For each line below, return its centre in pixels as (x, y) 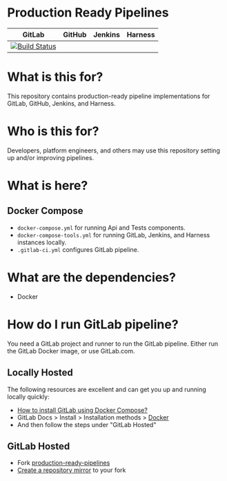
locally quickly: (28, 396)
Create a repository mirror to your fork (71, 470)
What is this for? (55, 77)
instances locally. (42, 242)
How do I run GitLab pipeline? (93, 324)
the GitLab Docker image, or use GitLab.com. (71, 351)
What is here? (48, 186)
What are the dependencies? (91, 277)
